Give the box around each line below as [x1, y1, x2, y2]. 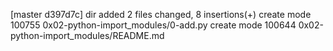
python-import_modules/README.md [10, 30, 165, 41]
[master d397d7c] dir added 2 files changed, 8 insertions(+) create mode [10, 9, 312, 20]
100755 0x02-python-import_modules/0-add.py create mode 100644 [10, 19, 297, 31]
